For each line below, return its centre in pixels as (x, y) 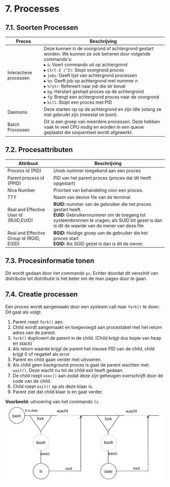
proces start (66, 238)
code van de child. (32, 381)
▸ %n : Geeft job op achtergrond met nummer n (91, 80)
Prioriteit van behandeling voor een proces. (98, 190)
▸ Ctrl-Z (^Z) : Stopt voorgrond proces (84, 70)
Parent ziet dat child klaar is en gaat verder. (58, 392)
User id (15, 215)
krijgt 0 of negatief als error (41, 354)
